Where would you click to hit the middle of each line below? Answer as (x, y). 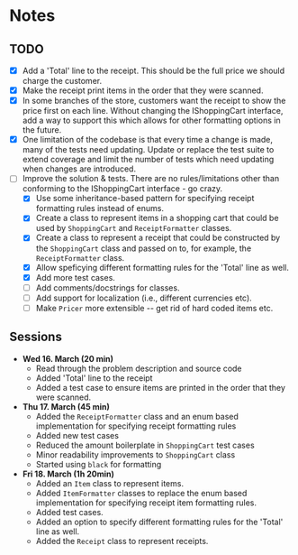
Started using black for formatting (99, 464)
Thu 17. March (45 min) (66, 406)
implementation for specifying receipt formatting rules (136, 426)
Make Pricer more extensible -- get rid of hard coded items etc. (154, 308)
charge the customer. (62, 81)
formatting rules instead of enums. (100, 208)
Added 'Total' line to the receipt (94, 378)
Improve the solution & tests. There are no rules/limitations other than (151, 179)
